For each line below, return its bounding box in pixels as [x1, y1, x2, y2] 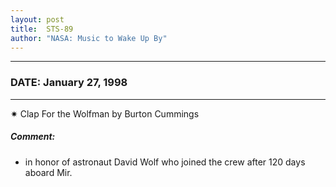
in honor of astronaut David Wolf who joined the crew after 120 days [24, 156, 306, 168]
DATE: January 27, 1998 [10, 76, 128, 90]
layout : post [10, 14, 65, 25]
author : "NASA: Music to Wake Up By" [10, 33, 168, 43]
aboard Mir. [24, 166, 73, 178]
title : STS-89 [10, 24, 74, 34]
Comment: [10, 131, 56, 143]
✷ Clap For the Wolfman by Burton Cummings [10, 107, 200, 120]
